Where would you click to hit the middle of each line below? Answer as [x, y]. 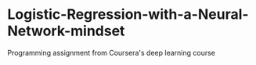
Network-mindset [66, 31]
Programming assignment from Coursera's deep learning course [112, 52]
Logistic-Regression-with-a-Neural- [128, 14]
